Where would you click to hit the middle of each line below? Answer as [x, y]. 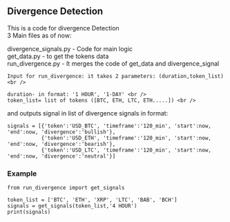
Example [22, 174]
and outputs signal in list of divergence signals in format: [88, 113]
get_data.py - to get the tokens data [58, 56]
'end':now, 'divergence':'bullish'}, [61, 132]
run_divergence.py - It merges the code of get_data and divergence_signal [113, 63]
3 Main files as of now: [39, 35]
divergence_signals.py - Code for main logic [70, 48]
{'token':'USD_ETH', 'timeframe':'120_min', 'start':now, [126, 138]
